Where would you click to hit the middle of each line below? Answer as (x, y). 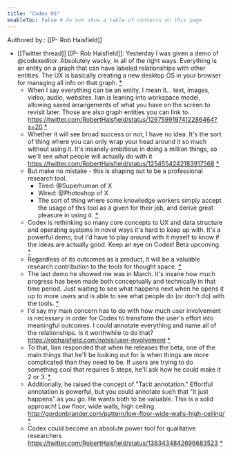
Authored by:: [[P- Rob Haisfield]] (55, 39)
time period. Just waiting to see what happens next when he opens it (126, 289)
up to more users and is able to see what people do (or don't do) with (126, 296)
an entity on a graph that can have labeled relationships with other (111, 68)
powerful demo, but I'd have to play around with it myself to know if (123, 237)
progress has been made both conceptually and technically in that (122, 281)
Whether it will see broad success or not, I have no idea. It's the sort (124, 134)
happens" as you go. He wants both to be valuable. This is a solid (120, 399)
